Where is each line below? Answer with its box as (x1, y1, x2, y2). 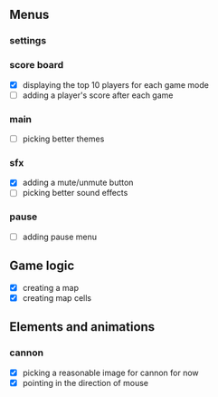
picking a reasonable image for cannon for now (22, 367, 199, 378)
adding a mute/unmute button (22, 177, 134, 189)
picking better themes (22, 133, 105, 144)
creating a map (22, 282, 80, 293)
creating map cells (22, 292, 92, 303)
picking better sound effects (22, 188, 128, 198)
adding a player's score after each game (22, 90, 174, 101)
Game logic (9, 258, 75, 274)
